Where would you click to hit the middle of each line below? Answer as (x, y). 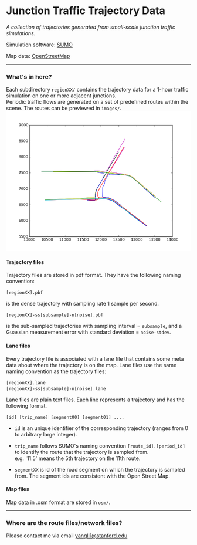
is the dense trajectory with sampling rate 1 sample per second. (83, 304)
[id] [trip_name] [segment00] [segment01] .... (65, 417)
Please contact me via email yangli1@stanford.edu (67, 536)
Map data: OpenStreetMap (38, 56)
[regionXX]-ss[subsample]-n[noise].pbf (55, 315)
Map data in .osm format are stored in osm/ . (58, 502)
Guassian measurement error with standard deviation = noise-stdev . (89, 332)
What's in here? (29, 76)
